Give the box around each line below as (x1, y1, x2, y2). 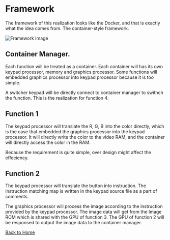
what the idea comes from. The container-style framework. (5, 25, 129, 31)
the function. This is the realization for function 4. (5, 95, 109, 101)
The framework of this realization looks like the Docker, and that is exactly (5, 20, 160, 26)
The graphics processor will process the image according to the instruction (5, 203, 163, 209)
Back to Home (5, 229, 35, 235)
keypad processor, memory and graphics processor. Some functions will (5, 69, 157, 75)
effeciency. (5, 155, 29, 161)
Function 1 (5, 110, 39, 118)
